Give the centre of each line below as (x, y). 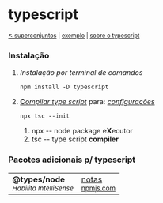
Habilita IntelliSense (43, 188)
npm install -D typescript (64, 87)
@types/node (39, 179)
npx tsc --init (45, 116)
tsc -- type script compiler (75, 139)
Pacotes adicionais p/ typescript (72, 160)
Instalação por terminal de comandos (81, 73)
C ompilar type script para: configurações (87, 102)
